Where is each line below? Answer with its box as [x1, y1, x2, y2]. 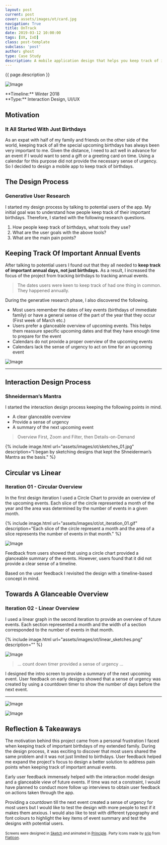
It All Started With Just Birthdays [5, 125, 86, 132]
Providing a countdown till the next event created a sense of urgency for [5, 799, 153, 805]
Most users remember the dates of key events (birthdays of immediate [12, 307, 157, 313]
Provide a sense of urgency [12, 419, 69, 425]
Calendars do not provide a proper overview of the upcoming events [12, 338, 153, 344]
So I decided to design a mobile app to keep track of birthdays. [5, 163, 134, 169]
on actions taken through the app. [5, 790, 75, 796]
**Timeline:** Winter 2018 [5, 91, 60, 97]
